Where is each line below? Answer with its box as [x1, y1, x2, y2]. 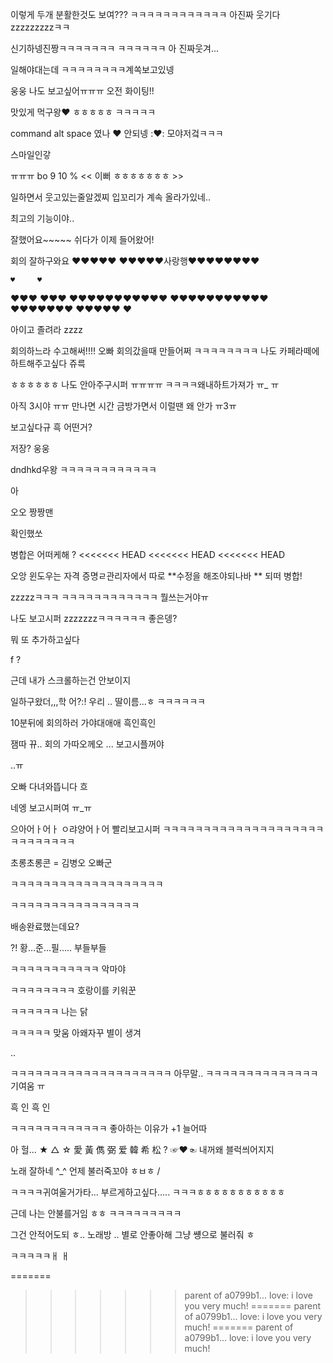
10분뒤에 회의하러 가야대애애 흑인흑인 [10, 717, 157, 728]
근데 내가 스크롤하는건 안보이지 [10, 674, 132, 686]
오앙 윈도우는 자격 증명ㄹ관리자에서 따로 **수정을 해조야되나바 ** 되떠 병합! [10, 570, 303, 582]
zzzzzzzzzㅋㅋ [10, 21, 71, 33]
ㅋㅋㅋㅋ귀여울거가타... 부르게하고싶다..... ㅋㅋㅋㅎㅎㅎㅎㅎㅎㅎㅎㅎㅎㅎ [10, 1186, 286, 1198]
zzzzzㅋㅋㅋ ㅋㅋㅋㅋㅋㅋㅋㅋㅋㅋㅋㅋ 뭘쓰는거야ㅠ [10, 591, 210, 603]
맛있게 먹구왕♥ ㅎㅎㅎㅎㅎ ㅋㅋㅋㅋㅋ [10, 106, 157, 118]
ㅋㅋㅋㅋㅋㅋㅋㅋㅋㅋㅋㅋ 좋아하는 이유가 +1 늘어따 [10, 1123, 208, 1134]
